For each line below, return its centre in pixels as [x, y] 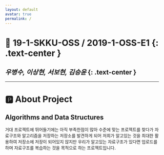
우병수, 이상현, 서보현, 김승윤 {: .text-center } [71, 72]
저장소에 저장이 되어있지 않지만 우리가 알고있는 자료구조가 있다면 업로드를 [88, 142]
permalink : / [18, 19]
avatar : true [18, 14]
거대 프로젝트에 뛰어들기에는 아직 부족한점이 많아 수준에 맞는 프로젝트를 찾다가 [79, 130]
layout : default [21, 10]
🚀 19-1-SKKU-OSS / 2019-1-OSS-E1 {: [82, 43]
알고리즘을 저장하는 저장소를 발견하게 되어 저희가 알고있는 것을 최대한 [88, 136]
